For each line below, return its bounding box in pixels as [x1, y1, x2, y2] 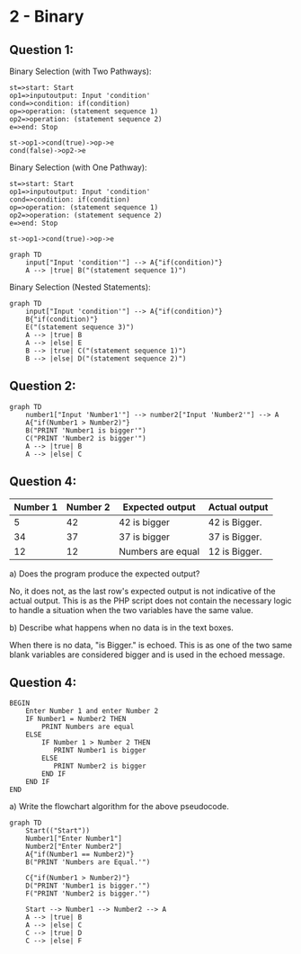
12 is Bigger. [208, 545, 262, 557]
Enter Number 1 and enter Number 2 [25, 707, 159, 716]
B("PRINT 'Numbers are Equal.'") [25, 858, 151, 867]
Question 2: [9, 379, 76, 394]
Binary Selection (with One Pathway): [9, 162, 147, 173]
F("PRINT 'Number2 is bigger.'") [25, 889, 151, 898]
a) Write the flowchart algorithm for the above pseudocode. [9, 801, 229, 812]
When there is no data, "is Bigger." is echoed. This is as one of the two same [9, 639, 293, 650]
